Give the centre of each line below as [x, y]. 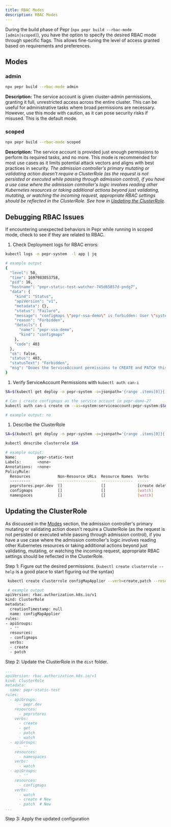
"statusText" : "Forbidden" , [40, 363]
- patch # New [35, 804]
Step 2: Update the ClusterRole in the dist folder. [57, 662]
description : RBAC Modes [32, 15]
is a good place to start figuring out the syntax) [65, 571]
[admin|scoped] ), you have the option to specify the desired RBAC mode [81, 35]
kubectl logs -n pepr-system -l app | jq [51, 254]
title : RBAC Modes [25, 10]
